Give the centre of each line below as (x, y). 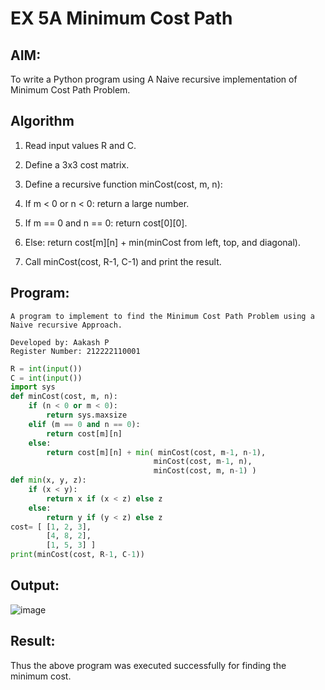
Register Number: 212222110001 (75, 351)
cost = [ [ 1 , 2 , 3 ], (51, 527)
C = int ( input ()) (46, 378)
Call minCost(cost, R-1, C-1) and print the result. (123, 261)
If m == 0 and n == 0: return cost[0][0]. (106, 223)
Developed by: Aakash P (60, 342)
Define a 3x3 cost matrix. (77, 164)
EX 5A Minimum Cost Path (121, 18)
